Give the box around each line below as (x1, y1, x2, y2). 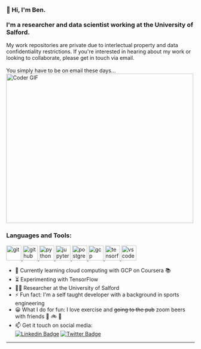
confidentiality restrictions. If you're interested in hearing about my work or (6, 48, 191, 55)
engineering (14, 299, 45, 307)
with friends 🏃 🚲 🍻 (14, 313, 62, 320)
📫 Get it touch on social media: (14, 322, 93, 329)
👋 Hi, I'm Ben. (6, 5, 46, 14)
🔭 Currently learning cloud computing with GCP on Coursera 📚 (14, 267, 171, 274)
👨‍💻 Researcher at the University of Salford (14, 284, 120, 291)
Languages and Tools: (6, 231, 72, 240)
